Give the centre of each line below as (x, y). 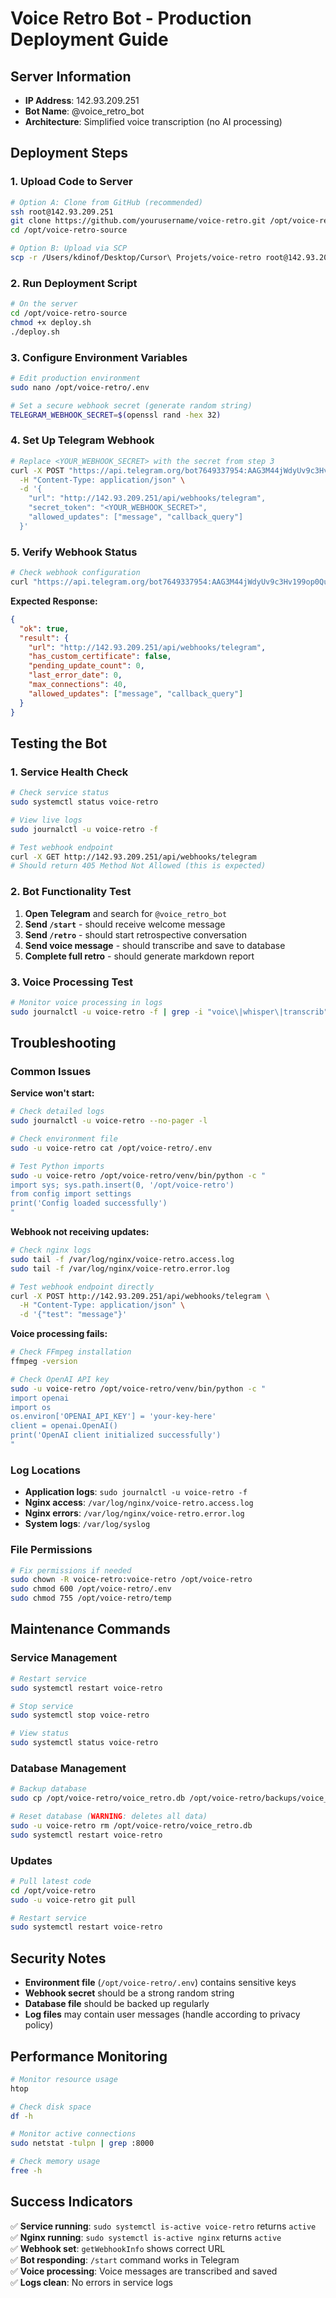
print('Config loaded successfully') (89, 1203)
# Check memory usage (55, 2162)
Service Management (64, 1658)
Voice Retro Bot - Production (131, 18)
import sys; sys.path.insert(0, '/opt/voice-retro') (122, 1185)
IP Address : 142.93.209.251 (82, 100)
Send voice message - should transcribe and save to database (155, 945)
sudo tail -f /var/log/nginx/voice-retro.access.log (122, 1259)
